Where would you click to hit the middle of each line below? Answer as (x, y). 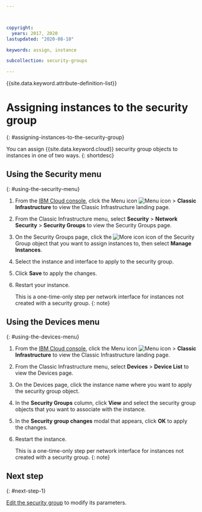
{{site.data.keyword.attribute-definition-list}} (62, 83)
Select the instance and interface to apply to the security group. (94, 261)
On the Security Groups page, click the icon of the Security (105, 237)
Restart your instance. (43, 285)
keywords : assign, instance (42, 50)
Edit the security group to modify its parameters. (66, 502)
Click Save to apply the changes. (56, 273)
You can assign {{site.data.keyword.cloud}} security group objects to (92, 149)
